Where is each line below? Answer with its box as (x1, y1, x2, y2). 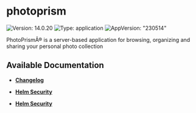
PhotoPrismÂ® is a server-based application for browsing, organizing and (6, 36, 191, 43)
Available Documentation (6, 60, 105, 70)
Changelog (15, 76, 44, 83)
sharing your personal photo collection (6, 43, 103, 50)
